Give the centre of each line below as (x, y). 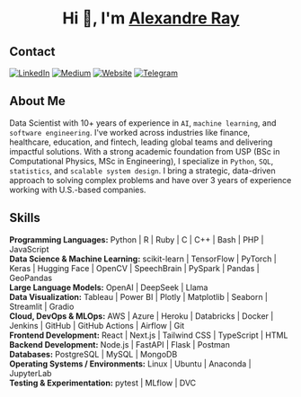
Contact (32, 52)
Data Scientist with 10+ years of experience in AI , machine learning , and (143, 123)
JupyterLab (31, 373)
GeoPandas (31, 278)
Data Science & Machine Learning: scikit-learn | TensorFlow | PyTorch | (143, 259)
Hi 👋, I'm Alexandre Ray (151, 18)
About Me (37, 101)
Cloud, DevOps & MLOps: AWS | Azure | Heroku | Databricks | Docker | (142, 316)
